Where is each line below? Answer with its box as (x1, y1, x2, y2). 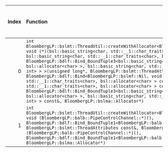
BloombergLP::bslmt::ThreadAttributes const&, (26, 125, 139, 131)
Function (26, 18, 48, 25)
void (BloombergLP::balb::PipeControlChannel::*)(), (26, 115, 154, 121)
